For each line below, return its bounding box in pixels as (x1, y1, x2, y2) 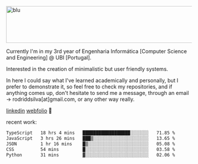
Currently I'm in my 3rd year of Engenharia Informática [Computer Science (6, 48, 187, 55)
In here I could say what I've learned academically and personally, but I (6, 77, 179, 84)
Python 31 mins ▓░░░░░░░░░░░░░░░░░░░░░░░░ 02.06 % (6, 152, 176, 158)
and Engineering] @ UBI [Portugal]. (6, 54, 92, 61)
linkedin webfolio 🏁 (6, 107, 52, 114)
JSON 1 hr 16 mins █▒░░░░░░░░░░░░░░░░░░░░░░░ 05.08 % (6, 141, 176, 147)
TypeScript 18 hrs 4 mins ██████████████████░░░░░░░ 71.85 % (6, 130, 176, 136)
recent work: (6, 119, 37, 126)
